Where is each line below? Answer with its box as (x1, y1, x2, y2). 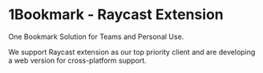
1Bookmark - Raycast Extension (8, 6, 224, 24)
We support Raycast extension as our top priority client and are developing (8, 47, 256, 56)
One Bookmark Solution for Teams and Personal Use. (8, 32, 184, 41)
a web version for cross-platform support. (8, 56, 147, 65)
